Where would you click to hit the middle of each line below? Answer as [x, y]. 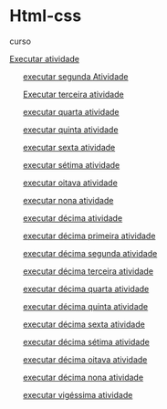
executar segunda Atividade [75, 76]
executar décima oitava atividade [85, 359]
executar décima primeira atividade [89, 236]
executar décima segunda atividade [90, 253]
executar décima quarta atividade [86, 288]
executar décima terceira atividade [88, 271]
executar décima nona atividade [83, 377]
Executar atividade [45, 58]
